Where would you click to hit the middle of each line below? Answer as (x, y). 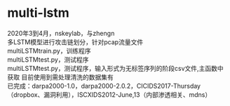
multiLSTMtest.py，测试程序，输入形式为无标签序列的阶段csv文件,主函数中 (115, 68)
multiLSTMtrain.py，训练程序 (49, 51)
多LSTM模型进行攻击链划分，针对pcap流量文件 (75, 42)
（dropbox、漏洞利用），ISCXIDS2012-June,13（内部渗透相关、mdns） (109, 94)
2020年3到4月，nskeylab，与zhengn (61, 33)
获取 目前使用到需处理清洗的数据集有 (60, 77)
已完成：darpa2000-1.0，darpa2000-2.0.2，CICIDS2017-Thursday (104, 86)
